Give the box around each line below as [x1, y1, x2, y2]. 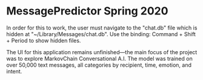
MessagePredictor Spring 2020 [6, 4, 168, 18]
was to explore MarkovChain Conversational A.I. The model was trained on [6, 55, 193, 62]
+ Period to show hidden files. [6, 37, 81, 44]
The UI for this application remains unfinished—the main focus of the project [6, 48, 198, 55]
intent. [6, 67, 22, 75]
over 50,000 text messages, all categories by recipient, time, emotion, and [6, 61, 192, 69]
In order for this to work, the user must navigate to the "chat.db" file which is [6, 24, 198, 31]
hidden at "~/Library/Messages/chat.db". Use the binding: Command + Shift [6, 30, 196, 37]
